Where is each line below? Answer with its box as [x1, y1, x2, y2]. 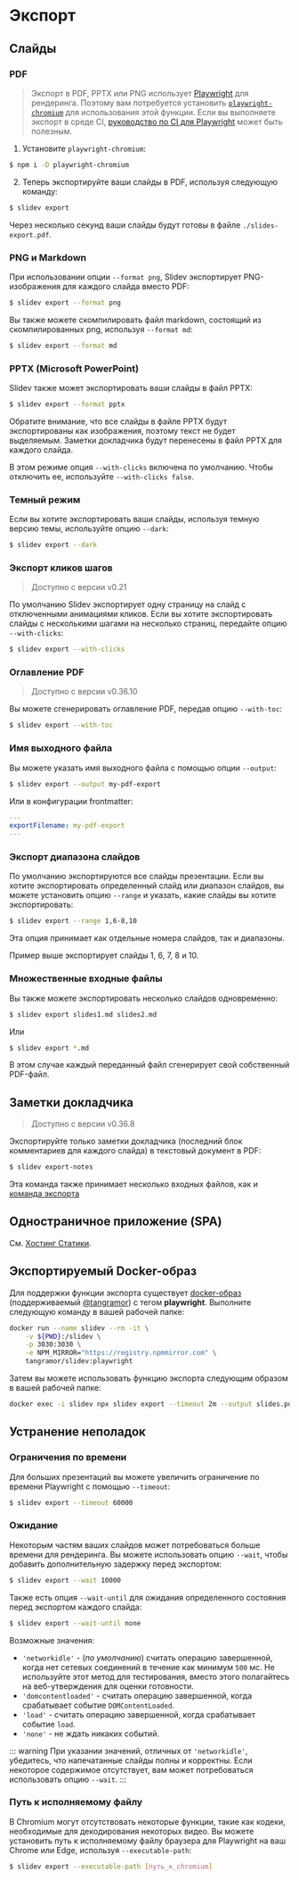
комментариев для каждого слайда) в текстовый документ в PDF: [9, 1145, 262, 1156]
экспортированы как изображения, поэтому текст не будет [9, 425, 236, 436]
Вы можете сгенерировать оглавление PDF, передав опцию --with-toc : [9, 703, 283, 714]
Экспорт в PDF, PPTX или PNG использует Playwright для [30, 87, 249, 98]
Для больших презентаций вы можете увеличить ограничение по [9, 1471, 260, 1482]
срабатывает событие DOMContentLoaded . [21, 1700, 175, 1710]
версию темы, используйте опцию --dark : [9, 523, 169, 534]
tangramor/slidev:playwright [25, 1357, 133, 1366]
